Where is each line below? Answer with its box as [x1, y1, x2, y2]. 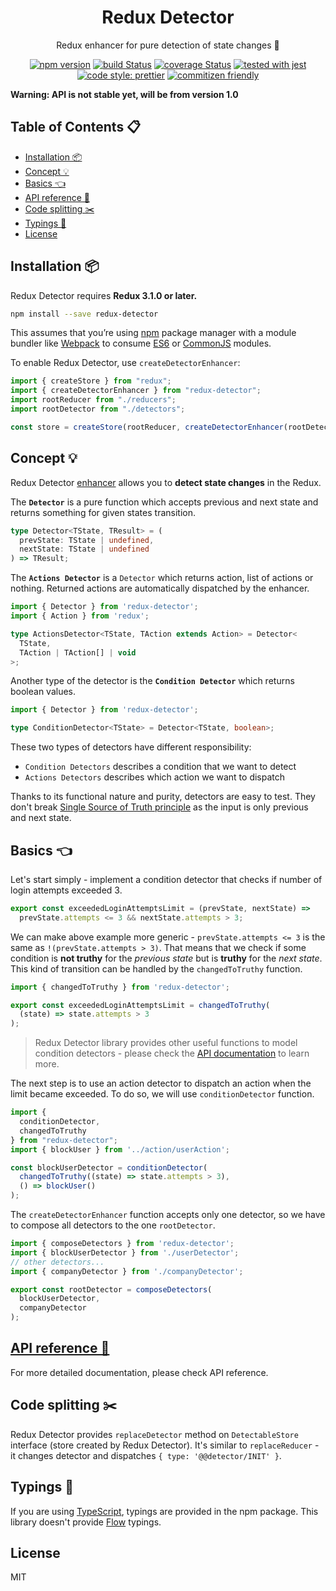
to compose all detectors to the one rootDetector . [10, 1219, 216, 1231]
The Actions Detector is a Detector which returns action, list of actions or [10, 572, 314, 584]
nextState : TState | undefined [19, 544, 150, 555]
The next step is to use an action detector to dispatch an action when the [10, 1077, 312, 1090]
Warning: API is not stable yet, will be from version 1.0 [10, 88, 239, 100]
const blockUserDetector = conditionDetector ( [10, 1162, 208, 1173]
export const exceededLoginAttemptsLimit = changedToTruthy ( [10, 1000, 271, 1010]
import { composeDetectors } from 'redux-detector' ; [10, 1239, 235, 1249]
